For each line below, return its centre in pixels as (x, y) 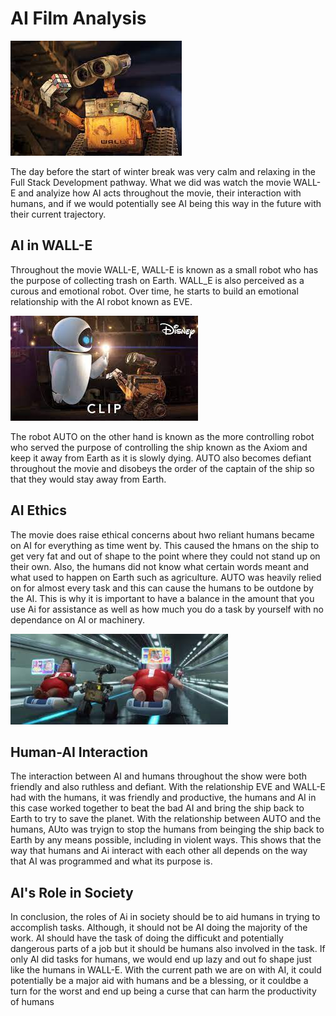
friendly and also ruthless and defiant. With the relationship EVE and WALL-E (168, 787)
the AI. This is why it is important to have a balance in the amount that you (162, 598)
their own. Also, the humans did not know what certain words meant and (159, 566)
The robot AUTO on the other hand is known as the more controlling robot (162, 436)
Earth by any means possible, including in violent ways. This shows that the (166, 840)
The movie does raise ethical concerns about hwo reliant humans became (162, 534)
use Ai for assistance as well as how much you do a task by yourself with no (167, 609)
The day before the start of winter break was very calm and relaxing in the (163, 171)
